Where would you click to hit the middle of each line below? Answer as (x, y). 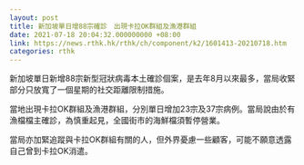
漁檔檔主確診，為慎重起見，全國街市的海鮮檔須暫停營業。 (117, 121)
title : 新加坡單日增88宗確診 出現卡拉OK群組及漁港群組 (103, 26)
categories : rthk (42, 52)
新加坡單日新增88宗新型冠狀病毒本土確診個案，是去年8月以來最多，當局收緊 (152, 79)
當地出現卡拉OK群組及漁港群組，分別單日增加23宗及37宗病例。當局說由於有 (152, 109)
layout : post (34, 18)
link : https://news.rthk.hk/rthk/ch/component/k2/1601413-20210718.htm (148, 43)
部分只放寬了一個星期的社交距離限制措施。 (89, 90)
